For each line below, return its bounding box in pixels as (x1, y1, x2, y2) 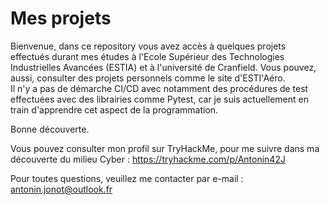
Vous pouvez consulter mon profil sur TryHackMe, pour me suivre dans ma (10, 142, 320, 154)
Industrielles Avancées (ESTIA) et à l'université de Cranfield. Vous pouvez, (10, 61, 317, 73)
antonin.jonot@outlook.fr (10, 183, 113, 195)
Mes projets (10, 7, 112, 30)
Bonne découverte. (10, 123, 90, 135)
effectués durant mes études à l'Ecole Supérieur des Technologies (10, 50, 285, 62)
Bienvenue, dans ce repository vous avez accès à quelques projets (10, 40, 287, 52)
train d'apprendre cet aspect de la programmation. (10, 103, 219, 116)
